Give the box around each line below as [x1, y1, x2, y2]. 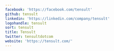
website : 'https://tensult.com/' [5, 39, 73, 44]
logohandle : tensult [5, 20, 47, 26]
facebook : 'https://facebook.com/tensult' [5, 7, 93, 12]
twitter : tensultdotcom [5, 34, 54, 39]
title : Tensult [5, 30, 36, 34]
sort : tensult [5, 25, 34, 30]
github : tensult [5, 12, 38, 17]
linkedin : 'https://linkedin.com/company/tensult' [5, 16, 110, 21]
